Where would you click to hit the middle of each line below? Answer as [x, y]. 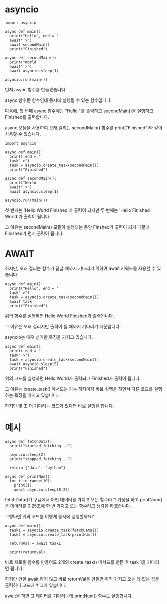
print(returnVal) [28, 552]
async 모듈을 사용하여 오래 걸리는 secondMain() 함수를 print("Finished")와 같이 [84, 127]
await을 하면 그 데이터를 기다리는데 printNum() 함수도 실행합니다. [69, 596]
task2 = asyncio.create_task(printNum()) [53, 535]
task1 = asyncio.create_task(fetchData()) [54, 530]
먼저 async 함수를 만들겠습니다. [36, 89]
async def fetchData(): [30, 441]
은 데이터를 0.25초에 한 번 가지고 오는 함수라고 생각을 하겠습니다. [68, 506]
